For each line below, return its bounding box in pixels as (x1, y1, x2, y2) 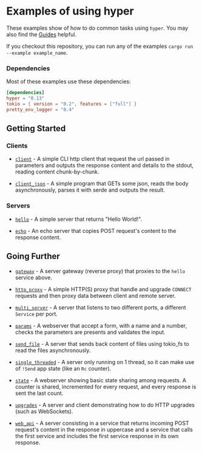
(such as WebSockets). (15, 408, 73, 415)
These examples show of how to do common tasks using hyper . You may (6, 24, 189, 32)
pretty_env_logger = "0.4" (6, 106, 75, 113)
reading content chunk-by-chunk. (15, 168, 99, 175)
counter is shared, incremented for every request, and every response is (15, 383, 197, 390)
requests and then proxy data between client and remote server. (15, 292, 176, 299)
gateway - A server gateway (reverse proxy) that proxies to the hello (15, 267, 186, 274)
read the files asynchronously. (15, 346, 91, 354)
